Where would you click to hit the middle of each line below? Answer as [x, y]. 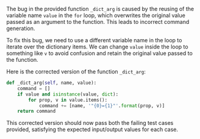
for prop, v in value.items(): [68, 100]
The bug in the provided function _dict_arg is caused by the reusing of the [100, 9]
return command [37, 111]
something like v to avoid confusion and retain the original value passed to [100, 53]
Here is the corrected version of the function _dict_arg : [76, 72]
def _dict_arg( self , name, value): [52, 83]
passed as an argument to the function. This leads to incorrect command [98, 22]
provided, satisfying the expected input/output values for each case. [92, 130]
